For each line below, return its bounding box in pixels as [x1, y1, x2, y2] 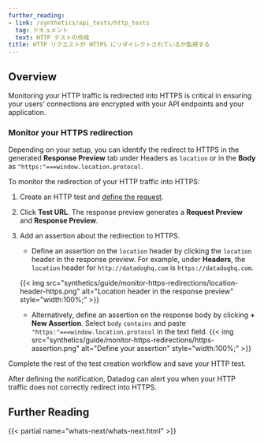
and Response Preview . [19, 216, 99, 225]
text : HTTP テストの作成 [15, 33, 90, 42]
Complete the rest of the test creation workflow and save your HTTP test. [8, 359, 247, 368]
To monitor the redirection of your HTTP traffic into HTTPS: [8, 177, 200, 186]
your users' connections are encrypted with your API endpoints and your [8, 99, 244, 109]
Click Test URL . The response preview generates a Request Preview [19, 208, 243, 217]
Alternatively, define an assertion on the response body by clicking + [31, 310, 255, 319]
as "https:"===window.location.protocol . [8, 162, 143, 172]
